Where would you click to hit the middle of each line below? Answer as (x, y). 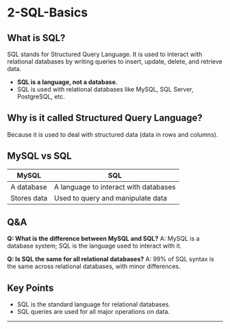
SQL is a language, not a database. (67, 82)
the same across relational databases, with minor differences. (94, 266)
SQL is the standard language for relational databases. (94, 304)
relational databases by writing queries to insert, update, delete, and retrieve (115, 62)
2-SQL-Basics (48, 13)
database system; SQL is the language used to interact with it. (94, 246)
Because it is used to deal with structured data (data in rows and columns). (113, 134)
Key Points (30, 288)
